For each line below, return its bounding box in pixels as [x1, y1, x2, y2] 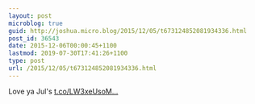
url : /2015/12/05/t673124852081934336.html [8, 64, 157, 73]
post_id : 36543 [8, 34, 60, 43]
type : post [8, 57, 45, 65]
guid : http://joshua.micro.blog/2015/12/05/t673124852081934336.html [8, 27, 248, 35]
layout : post [8, 11, 52, 20]
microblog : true [8, 19, 63, 27]
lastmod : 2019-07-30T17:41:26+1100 [8, 49, 128, 57]
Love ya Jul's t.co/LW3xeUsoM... [8, 86, 119, 96]
